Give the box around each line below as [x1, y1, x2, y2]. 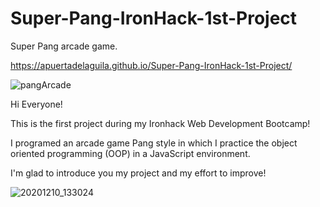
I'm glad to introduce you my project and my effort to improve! [10, 167, 267, 179]
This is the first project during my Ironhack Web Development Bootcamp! [10, 117, 311, 129]
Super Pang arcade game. [10, 40, 118, 52]
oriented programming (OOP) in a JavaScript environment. [10, 147, 251, 159]
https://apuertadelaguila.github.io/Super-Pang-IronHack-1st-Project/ [10, 59, 293, 71]
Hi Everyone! [10, 98, 63, 110]
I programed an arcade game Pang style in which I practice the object [10, 137, 298, 149]
